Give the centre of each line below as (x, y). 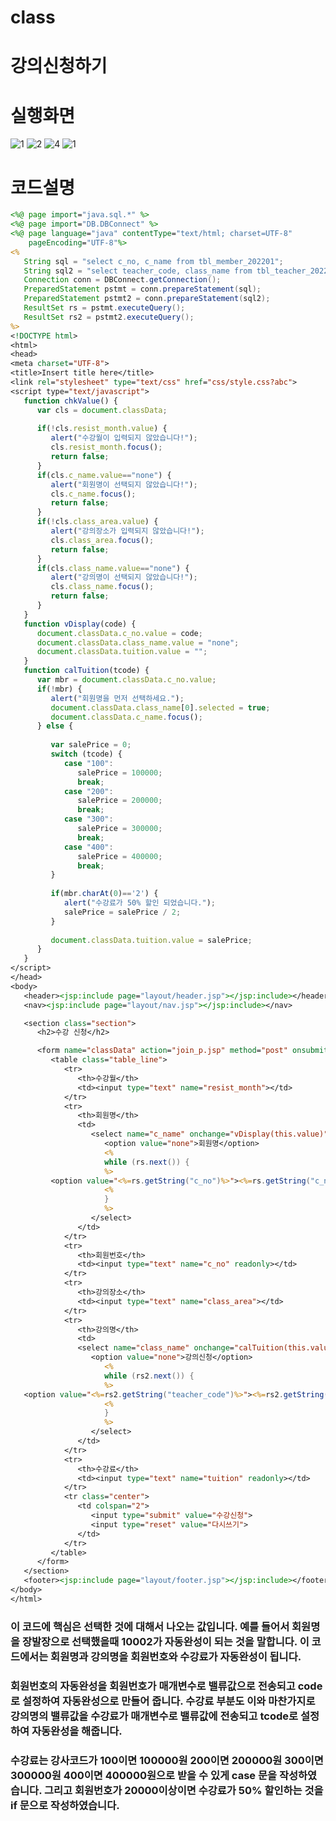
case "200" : (88, 791)
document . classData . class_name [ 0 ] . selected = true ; (160, 707)
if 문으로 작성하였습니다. (65, 1805)
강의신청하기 (59, 66)
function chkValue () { (70, 401)
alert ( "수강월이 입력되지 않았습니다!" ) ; (124, 438)
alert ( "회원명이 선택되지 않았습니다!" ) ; (124, 484)
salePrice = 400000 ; (120, 856)
